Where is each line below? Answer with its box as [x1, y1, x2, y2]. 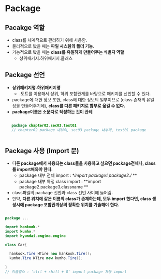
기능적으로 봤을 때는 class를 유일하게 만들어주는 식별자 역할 [12, 49, 124, 55]
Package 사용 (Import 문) [5, 146, 79, 155]
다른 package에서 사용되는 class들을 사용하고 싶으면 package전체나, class [12, 160, 156, 166]
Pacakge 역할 [5, 23, 45, 31]
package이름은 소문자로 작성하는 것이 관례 [12, 108, 93, 114]
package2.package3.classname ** [19, 184, 88, 190]
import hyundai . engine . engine [5, 233, 66, 238]
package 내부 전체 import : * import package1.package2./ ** [19, 172, 137, 178]
